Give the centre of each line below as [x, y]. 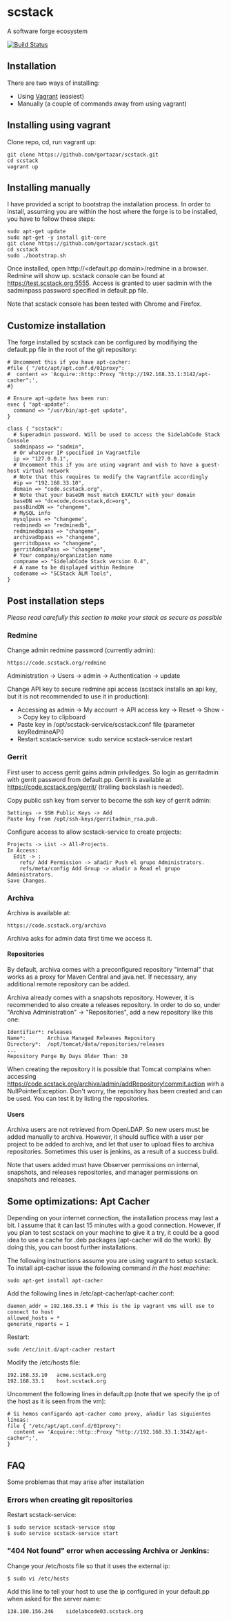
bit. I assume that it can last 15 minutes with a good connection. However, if [114, 1225]
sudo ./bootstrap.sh [37, 256]
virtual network [46, 471]
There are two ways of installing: [53, 83]
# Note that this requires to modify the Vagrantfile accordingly [111, 477]
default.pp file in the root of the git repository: [72, 350]
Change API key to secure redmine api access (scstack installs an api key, [112, 689]
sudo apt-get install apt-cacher [55, 1281]
